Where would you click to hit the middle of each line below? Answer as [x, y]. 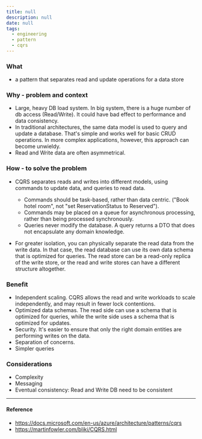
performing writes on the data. [53, 336]
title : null [21, 12]
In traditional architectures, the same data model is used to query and [101, 127]
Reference [20, 409]
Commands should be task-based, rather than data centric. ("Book [106, 200]
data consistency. [37, 121]
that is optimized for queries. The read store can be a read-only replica [103, 256]
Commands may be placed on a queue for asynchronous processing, [109, 212]
